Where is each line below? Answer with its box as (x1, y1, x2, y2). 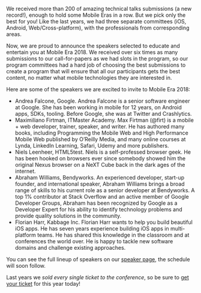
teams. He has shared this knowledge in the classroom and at (37, 231, 190, 238)
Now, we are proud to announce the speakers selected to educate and (6, 42, 180, 49)
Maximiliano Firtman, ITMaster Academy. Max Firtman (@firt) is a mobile (14, 116, 194, 124)
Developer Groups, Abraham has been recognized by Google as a (14, 199, 178, 207)
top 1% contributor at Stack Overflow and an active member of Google (14, 193, 189, 200)
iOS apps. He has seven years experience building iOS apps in (14, 225, 169, 232)
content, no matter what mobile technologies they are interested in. (6, 74, 172, 81)
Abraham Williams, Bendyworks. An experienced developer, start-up (14, 174, 185, 181)
